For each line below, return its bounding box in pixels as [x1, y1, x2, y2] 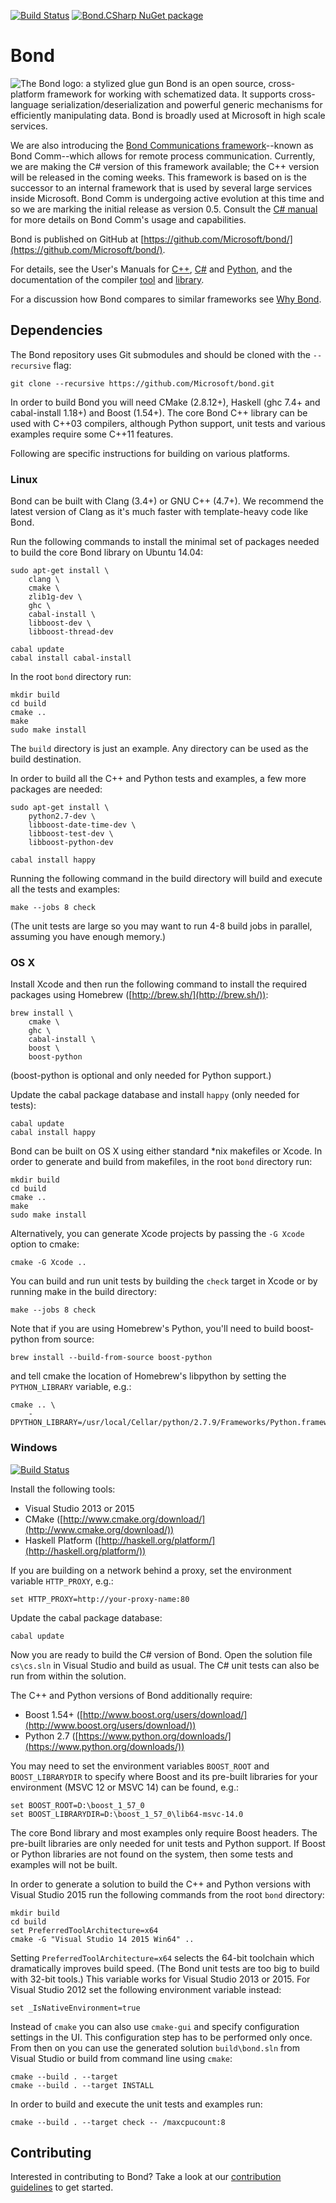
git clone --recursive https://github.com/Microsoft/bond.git [10, 378, 275, 389]
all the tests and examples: [10, 883, 121, 895]
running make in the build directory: [10, 1286, 157, 1298]
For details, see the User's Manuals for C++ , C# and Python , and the [10, 263, 293, 275]
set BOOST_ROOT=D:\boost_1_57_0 [10, 1800, 145, 1810]
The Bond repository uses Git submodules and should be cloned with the [10, 348, 311, 360]
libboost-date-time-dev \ [28, 820, 137, 830]
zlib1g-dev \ [28, 592, 83, 602]
